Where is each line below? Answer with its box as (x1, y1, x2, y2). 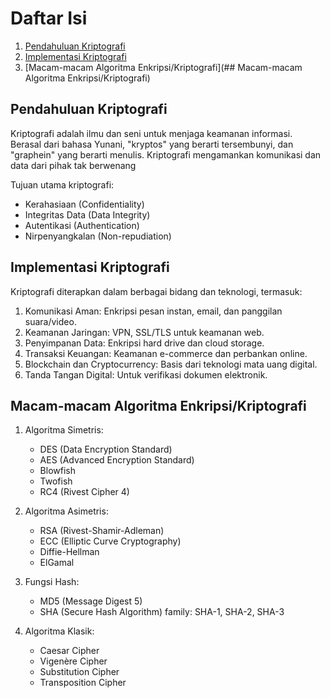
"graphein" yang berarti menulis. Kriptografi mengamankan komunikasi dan (10, 148, 322, 161)
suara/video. (24, 315, 77, 327)
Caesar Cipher (39, 645, 100, 657)
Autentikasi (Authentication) (24, 219, 140, 231)
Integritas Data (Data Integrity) (24, 208, 151, 221)
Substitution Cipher (39, 666, 120, 678)
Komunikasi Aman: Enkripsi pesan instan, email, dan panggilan (24, 305, 283, 317)
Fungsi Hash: (24, 576, 80, 588)
